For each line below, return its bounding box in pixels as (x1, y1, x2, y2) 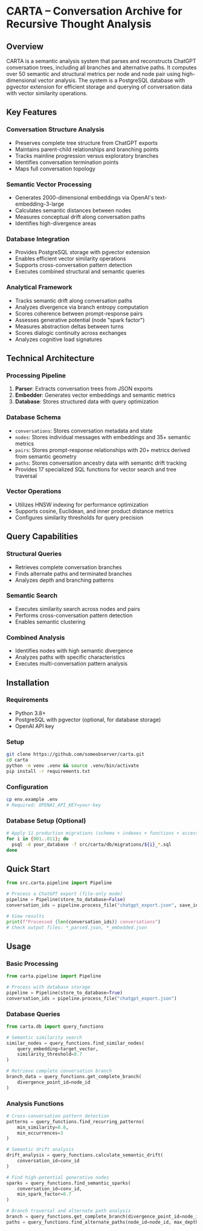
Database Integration (6, 235, 69, 243)
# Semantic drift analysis (6, 1147, 74, 1153)
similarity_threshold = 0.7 (17, 1051, 83, 1057)
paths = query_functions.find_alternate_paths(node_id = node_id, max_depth (6, 1219, 199, 1225)
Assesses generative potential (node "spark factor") (14, 316, 145, 323)
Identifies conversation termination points (14, 158, 119, 166)
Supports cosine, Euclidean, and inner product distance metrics (14, 507, 174, 514)
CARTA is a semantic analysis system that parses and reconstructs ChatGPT (6, 58, 196, 64)
